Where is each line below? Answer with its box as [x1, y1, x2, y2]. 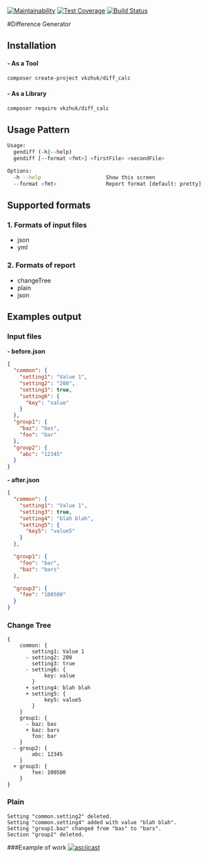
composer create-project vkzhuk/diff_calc [7, 75, 131, 82]
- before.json [7, 347, 46, 356]
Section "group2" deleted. [7, 831, 85, 838]
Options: [7, 167, 32, 174]
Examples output [7, 311, 82, 323]
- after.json [7, 476, 40, 484]
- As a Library [7, 90, 47, 98]
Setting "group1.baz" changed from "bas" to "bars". [7, 825, 162, 832]
